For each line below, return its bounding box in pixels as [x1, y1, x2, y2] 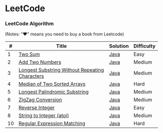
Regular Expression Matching [18, 120, 86, 127]
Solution [109, 43, 129, 50]
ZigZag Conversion [18, 97, 62, 103]
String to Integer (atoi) [18, 112, 69, 119]
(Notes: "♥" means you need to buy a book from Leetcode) [5, 31, 125, 37]
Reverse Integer [18, 104, 55, 111]
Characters [18, 73, 44, 80]
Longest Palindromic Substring [18, 88, 89, 95]
